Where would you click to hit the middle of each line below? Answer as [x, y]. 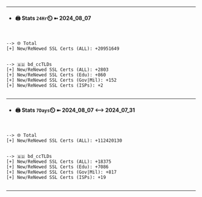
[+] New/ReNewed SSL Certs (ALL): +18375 [59, 162]
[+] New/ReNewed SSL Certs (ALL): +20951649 [63, 49]
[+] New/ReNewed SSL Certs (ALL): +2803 [58, 70]
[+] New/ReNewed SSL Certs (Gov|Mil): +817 [62, 172]
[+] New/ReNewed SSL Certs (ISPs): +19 [56, 178]
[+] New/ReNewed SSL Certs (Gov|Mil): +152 [62, 80]
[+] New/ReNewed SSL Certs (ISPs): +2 [55, 86]
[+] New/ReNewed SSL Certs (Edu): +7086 [58, 167]
